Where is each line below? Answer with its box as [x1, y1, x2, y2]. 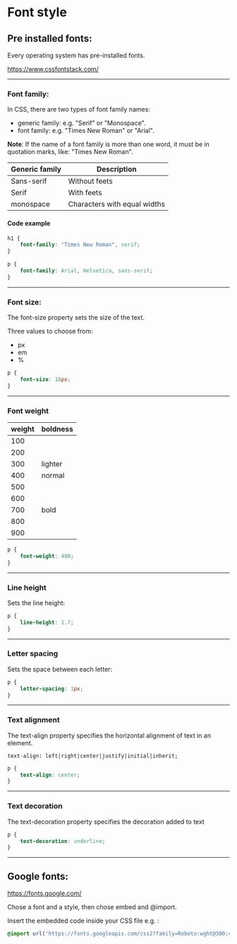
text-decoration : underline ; [20, 837, 106, 845]
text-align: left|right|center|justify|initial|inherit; [7, 752, 178, 759]
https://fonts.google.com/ [7, 889, 83, 898]
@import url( [7, 931, 46, 938]
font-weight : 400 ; [20, 552, 74, 559]
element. [7, 738, 33, 747]
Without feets [68, 176, 113, 186]
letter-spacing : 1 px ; [20, 685, 83, 692]
